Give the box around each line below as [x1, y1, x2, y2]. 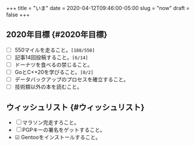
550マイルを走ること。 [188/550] [14, 46, 95, 54]
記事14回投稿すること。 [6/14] [14, 54, 89, 61]
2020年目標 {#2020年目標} [6, 29, 108, 39]
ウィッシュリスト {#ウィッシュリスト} [6, 102, 145, 112]
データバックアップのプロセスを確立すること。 [14, 76, 129, 83]
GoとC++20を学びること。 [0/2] [14, 69, 94, 75]
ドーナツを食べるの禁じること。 [14, 61, 93, 68]
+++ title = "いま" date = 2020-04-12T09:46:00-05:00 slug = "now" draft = [6, 5, 190, 11]
